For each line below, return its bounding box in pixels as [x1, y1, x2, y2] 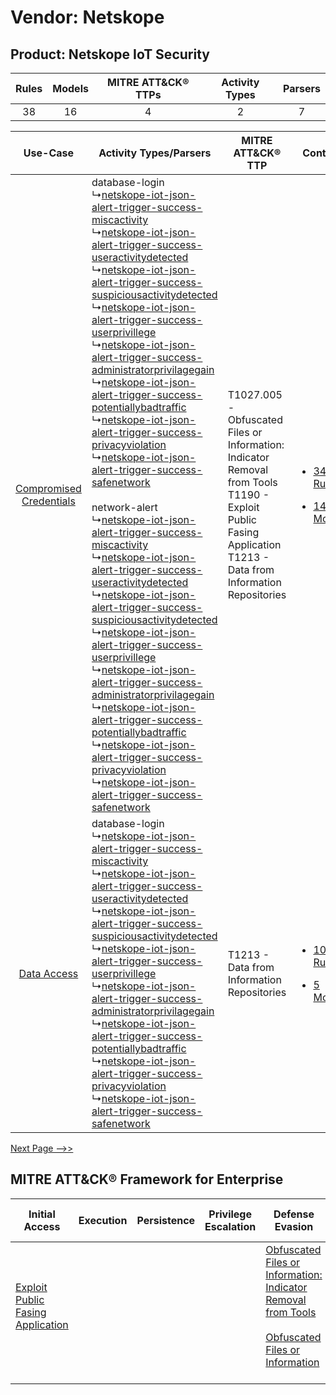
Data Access [18, 967, 79, 980]
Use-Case [23, 146, 75, 160]
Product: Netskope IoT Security [10, 46, 210, 63]
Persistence [136, 1213, 196, 1227]
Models [52, 82, 89, 95]
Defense [273, 1207, 315, 1221]
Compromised [15, 482, 82, 495]
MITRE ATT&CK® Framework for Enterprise [10, 1171, 284, 1188]
